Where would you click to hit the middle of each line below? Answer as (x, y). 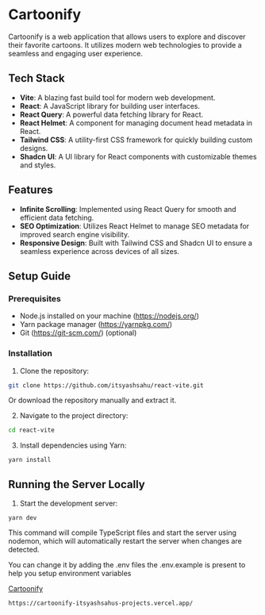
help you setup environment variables (70, 574)
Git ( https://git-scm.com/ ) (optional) (78, 333)
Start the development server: (69, 504)
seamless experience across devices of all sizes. (100, 251)
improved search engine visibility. (74, 234)
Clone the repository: (54, 371)
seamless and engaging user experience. (76, 53)
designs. (34, 148)
